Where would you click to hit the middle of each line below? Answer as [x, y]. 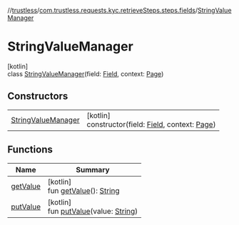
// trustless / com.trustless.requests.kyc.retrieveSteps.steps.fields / [103, 10]
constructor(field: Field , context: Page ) [151, 124]
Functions [30, 150]
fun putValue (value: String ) [93, 211]
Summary [93, 169]
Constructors [38, 96]
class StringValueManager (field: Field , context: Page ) [86, 73]
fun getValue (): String [83, 190]
